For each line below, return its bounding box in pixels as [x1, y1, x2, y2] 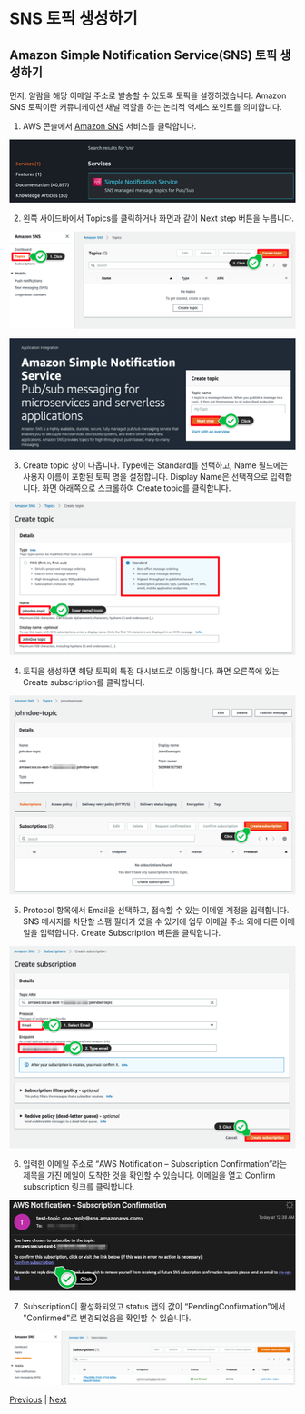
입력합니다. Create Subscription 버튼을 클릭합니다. [39, 927, 221, 938]
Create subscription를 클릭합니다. [22, 676, 145, 687]
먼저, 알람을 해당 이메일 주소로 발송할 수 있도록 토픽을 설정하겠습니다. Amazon [9, 90, 287, 101]
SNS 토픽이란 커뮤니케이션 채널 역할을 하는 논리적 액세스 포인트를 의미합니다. [9, 102, 283, 112]
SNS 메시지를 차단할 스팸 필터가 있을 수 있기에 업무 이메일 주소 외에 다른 [22, 915, 279, 927]
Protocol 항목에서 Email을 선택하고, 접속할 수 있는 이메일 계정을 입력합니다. [22, 904, 290, 915]
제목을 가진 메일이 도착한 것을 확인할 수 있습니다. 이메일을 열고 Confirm [22, 1170, 276, 1180]
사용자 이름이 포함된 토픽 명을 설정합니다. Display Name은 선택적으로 [22, 471, 269, 482]
